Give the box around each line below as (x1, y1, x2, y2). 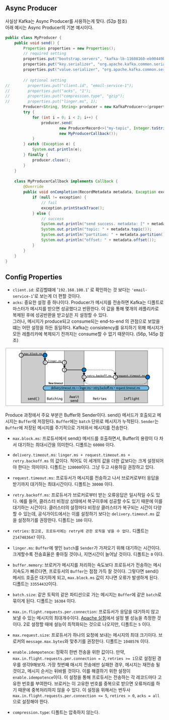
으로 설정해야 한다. (12, 699, 49, 705)
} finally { (23, 152, 49, 158)
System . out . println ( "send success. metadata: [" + (41, 222, 150, 227)
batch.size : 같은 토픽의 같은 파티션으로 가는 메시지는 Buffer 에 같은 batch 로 (12, 592, 162, 598)
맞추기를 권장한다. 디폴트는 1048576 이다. (69, 638, 150, 644)
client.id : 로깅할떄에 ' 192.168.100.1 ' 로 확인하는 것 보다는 (12, 287, 131, 293)
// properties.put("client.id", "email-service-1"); (5, 83, 134, 88)
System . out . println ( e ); (32, 147, 82, 152)
